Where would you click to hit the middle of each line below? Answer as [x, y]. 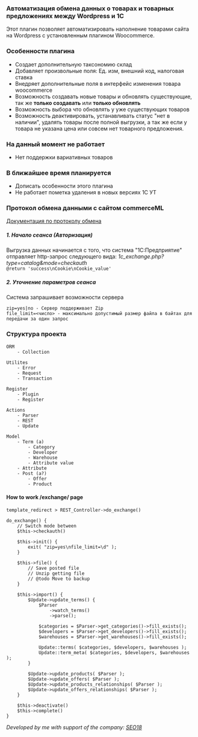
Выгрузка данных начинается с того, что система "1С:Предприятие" [94, 250]
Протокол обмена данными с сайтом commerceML [85, 208]
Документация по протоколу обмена [54, 221]
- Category [42, 447]
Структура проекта [36, 334]
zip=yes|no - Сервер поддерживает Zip [55, 308]
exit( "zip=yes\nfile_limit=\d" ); [73, 547]
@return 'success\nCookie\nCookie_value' [59, 269]
